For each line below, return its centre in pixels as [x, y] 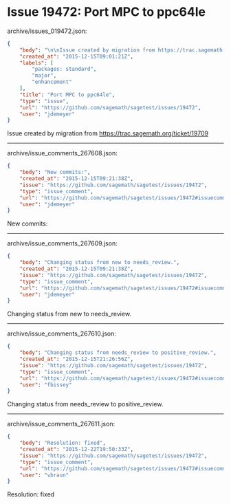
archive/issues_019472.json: [47, 31]
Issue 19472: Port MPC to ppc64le [107, 12]
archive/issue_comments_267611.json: [61, 424]
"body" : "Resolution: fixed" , [63, 443]
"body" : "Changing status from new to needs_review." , [100, 263]
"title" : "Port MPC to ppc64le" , [67, 95]
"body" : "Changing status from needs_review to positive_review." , [118, 353]
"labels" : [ [36, 63]
